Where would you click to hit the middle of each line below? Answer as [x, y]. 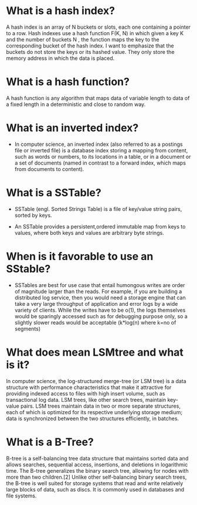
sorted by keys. [33, 215]
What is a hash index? [61, 11]
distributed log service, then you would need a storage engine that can [100, 298]
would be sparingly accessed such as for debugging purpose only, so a [101, 316]
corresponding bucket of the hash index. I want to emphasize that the [90, 46]
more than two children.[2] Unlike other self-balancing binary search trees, [96, 477]
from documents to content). [49, 169]
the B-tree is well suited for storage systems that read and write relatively [95, 483]
